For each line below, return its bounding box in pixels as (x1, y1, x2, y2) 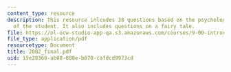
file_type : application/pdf (7, 36, 88, 43)
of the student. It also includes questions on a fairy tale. (13, 23, 195, 29)
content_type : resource (7, 10, 76, 17)
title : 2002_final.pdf (7, 49, 72, 56)
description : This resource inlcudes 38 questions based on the (7, 16, 195, 23)
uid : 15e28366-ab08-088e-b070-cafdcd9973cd (7, 55, 134, 62)
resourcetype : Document (7, 42, 76, 49)
